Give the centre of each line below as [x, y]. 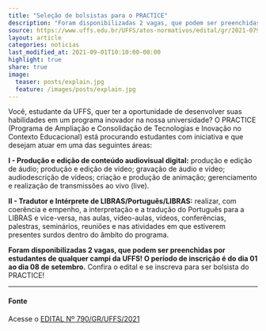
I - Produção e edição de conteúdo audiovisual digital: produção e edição [130, 161]
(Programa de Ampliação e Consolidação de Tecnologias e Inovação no [125, 128]
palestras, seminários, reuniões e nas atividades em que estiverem [117, 226]
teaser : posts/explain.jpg [60, 82]
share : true [28, 67]
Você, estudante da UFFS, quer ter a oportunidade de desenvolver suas [125, 112]
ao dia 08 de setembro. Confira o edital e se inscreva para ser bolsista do [129, 267]
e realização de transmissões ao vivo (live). [79, 186]
